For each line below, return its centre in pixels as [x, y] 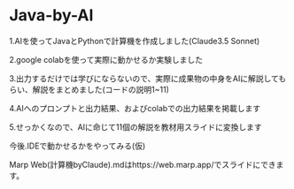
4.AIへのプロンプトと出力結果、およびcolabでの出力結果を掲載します [135, 108]
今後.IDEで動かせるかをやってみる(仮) [77, 146]
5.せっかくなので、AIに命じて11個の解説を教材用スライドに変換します [136, 127]
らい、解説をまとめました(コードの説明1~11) [89, 89]
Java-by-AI [51, 15]
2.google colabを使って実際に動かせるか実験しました [106, 59]
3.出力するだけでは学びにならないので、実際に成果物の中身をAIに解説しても [148, 78]
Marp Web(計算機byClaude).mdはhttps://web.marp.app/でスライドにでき [143, 164]
